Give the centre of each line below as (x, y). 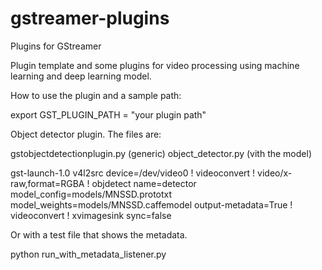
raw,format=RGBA (47, 183)
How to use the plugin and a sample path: (96, 95)
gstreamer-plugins (90, 18)
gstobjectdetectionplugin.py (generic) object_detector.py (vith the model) (161, 153)
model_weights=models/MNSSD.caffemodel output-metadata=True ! (151, 204)
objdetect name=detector (144, 183)
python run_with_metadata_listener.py (88, 254)
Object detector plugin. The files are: (86, 134)
